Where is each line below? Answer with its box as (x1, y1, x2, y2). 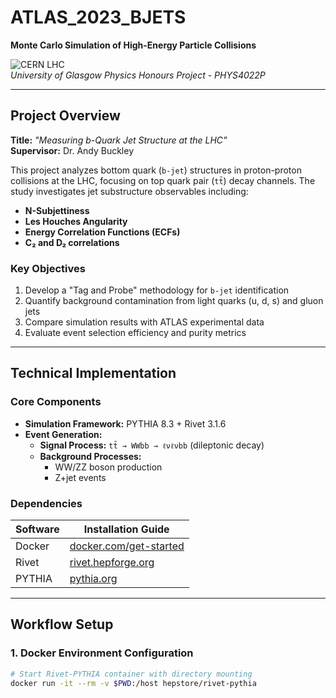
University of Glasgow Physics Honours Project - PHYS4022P (10, 69, 266, 81)
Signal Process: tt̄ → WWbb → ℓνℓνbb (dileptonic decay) (39, 439, 265, 451)
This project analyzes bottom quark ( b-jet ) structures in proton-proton (10, 164, 302, 176)
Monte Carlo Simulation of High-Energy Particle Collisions (10, 39, 257, 51)
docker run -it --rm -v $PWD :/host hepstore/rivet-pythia (10, 678, 257, 688)
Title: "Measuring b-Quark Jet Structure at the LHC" (10, 134, 228, 146)
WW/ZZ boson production (54, 461, 163, 473)
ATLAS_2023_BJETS (10, 6, 187, 29)
